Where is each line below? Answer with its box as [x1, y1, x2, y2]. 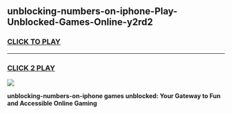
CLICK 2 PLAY [7, 63, 55, 73]
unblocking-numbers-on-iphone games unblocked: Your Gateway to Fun [7, 91, 221, 99]
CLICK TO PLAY [7, 37, 61, 47]
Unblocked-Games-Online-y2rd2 [7, 17, 153, 28]
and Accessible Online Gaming [7, 99, 97, 107]
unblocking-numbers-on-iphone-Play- [7, 6, 178, 17]
